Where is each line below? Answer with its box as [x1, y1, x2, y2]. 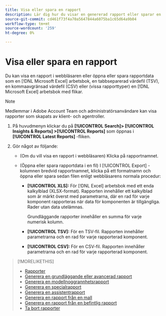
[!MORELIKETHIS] [17, 258, 54, 264]
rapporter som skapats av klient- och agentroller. [5, 113, 105, 119]
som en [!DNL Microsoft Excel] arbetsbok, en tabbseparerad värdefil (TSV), [5, 78, 160, 84]
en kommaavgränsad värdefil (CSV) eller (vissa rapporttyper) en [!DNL [5, 83, 150, 89]
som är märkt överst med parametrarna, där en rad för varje [27, 193, 150, 199]
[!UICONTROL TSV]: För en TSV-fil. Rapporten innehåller [27, 228, 144, 234]
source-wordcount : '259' [5, 26, 57, 31]
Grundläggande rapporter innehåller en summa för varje [27, 213, 142, 219]
